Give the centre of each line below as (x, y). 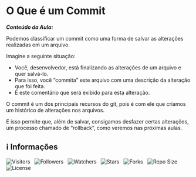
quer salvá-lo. (31, 74)
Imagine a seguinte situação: (41, 56)
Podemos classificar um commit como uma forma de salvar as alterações (95, 38)
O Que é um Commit (56, 11)
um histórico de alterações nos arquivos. (55, 110)
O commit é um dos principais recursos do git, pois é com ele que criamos (96, 103)
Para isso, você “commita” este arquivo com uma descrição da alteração (102, 80)
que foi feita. (30, 86)
